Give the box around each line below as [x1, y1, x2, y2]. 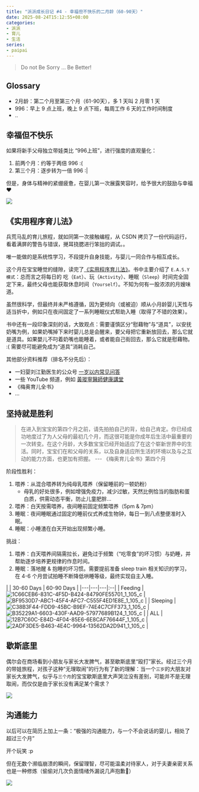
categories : [6, 20, 36, 26]
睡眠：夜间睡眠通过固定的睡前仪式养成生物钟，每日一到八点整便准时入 [14, 510, 187, 517]
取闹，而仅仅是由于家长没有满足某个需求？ [6, 680, 110, 687]
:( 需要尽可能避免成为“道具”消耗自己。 [6, 343, 99, 351]
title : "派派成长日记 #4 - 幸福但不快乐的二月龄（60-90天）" [6, 8, 143, 15]
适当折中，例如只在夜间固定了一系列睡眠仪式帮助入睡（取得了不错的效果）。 [6, 308, 191, 315]
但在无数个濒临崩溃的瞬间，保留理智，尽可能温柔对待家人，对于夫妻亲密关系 [6, 760, 193, 767]
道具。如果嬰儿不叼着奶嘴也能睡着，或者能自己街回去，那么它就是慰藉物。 [11, 336, 193, 343]
